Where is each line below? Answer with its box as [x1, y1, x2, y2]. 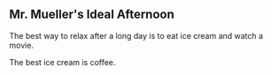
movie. [9, 40, 34, 50]
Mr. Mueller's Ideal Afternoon [9, 7, 175, 22]
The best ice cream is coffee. [9, 56, 116, 67]
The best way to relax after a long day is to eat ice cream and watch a [9, 30, 264, 41]
